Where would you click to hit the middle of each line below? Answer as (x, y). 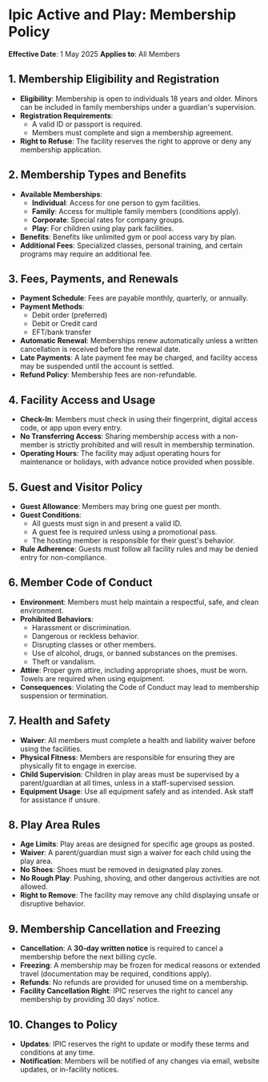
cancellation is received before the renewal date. (100, 349)
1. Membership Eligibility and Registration (114, 79)
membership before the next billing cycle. (88, 957)
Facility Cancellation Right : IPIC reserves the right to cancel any (126, 991)
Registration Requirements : (66, 115)
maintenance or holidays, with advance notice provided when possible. (137, 462)
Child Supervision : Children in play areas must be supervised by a (130, 774)
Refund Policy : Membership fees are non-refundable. (108, 375)
